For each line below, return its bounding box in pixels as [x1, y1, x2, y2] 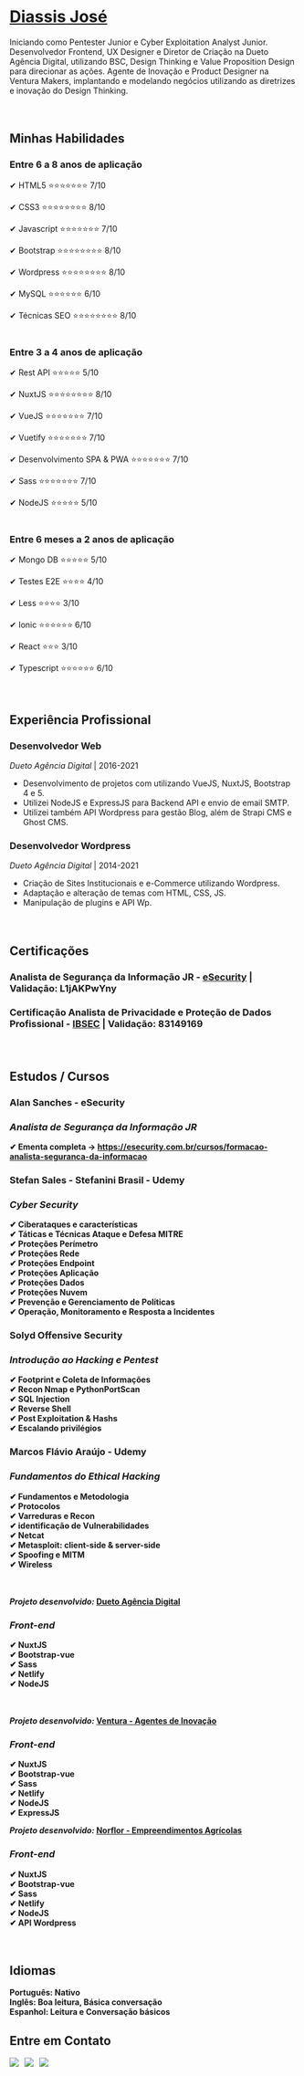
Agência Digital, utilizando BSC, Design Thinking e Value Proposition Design [9, 56, 295, 67]
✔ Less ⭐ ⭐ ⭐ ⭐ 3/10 [9, 598, 80, 609]
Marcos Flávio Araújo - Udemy [9, 1445, 147, 1458]
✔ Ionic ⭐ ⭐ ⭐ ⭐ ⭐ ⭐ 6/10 [9, 619, 91, 631]
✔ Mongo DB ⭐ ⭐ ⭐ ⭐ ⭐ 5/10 [9, 554, 108, 565]
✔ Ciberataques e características [9, 1219, 139, 1230]
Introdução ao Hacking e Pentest [9, 1354, 159, 1367]
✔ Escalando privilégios [9, 1422, 102, 1434]
